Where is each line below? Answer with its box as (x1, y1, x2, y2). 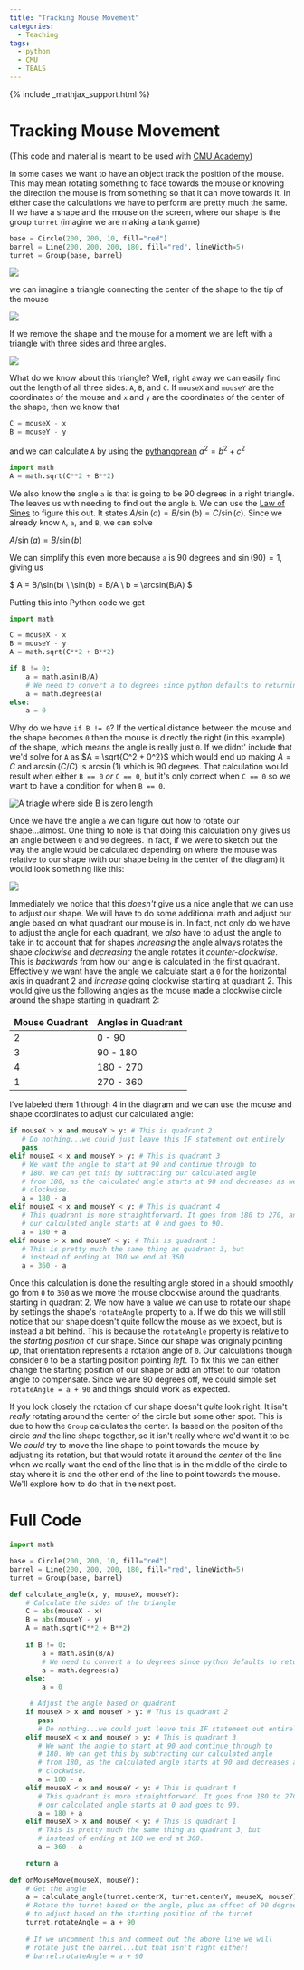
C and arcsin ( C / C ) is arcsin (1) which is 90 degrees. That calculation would (9, 761, 289, 772)
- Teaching (17, 30, 59, 39)
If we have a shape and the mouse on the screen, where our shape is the (9, 206, 281, 218)
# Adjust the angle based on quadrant (29, 1699, 176, 1709)
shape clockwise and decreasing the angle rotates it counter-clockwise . (9, 946, 278, 957)
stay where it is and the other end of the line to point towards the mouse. (9, 1469, 280, 1480)
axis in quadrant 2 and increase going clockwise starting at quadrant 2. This (9, 975, 293, 986)
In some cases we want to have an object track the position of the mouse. (9, 168, 285, 179)
